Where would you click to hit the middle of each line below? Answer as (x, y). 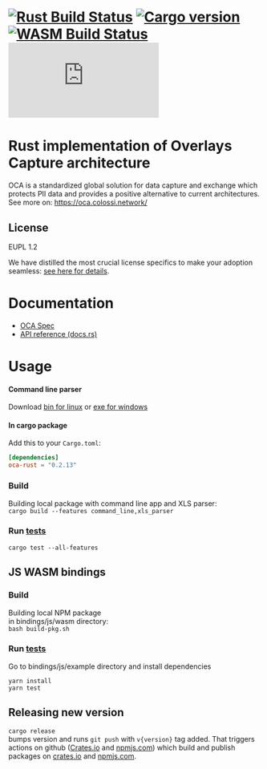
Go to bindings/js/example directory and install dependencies (110, 666)
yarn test (25, 688)
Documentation (61, 304)
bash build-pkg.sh (39, 629)
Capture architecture (79, 163)
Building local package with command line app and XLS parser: (113, 503)
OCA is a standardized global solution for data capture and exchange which (133, 185)
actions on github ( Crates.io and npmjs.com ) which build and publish (122, 747)
